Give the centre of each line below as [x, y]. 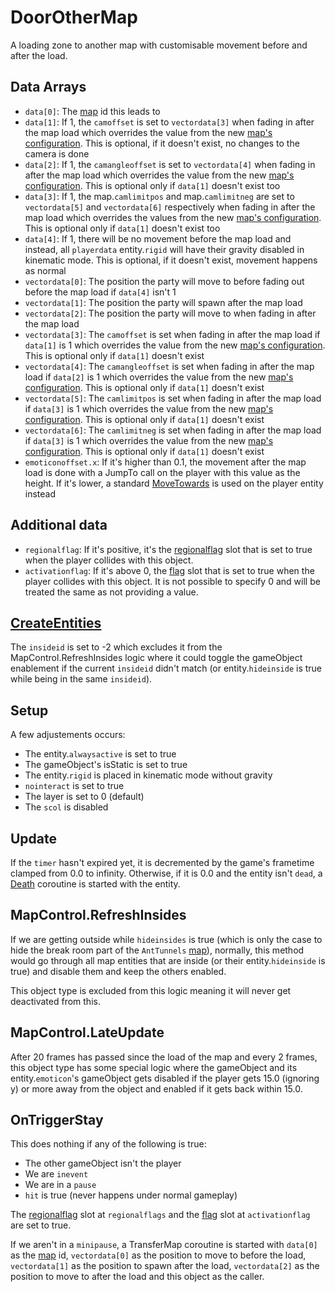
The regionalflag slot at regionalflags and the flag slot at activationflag [160, 1215]
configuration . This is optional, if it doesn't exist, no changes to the [162, 143]
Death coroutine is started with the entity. [95, 884]
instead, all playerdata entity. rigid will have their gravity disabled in [164, 249]
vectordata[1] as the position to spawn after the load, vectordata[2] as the [165, 1266]
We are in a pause [60, 1185]
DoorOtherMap [74, 17]
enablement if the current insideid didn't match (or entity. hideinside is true [166, 668]
